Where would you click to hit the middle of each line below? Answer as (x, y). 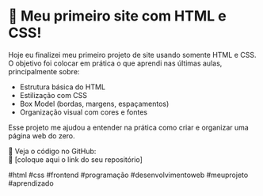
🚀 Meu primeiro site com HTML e (118, 16)
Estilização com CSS (53, 95)
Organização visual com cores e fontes (84, 112)
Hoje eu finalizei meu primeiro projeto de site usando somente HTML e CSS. (132, 55)
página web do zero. (42, 136)
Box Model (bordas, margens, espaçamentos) (94, 104)
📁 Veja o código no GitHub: (52, 151)
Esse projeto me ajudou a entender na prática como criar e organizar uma (129, 127)
